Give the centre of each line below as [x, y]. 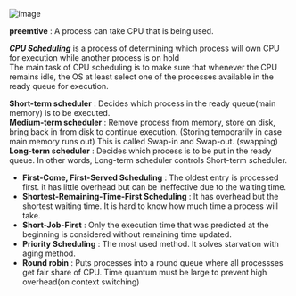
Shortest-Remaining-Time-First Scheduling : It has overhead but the [150, 197]
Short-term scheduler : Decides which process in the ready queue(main [143, 103]
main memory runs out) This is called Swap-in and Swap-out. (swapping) [144, 141]
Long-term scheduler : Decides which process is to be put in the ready [140, 151]
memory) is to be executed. [60, 113]
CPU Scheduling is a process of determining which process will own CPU [145, 48]
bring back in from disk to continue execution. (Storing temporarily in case [146, 132]
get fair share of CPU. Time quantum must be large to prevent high [144, 272]
